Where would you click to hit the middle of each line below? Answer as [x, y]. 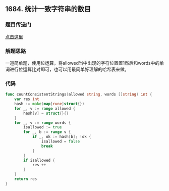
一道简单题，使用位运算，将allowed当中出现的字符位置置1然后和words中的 [82, 63]
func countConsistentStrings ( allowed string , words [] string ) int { [79, 94]
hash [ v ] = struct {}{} [46, 113]
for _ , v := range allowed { [45, 108]
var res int [27, 99]
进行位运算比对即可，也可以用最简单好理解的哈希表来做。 [69, 69]
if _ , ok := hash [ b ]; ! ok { [62, 137]
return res [26, 179]
